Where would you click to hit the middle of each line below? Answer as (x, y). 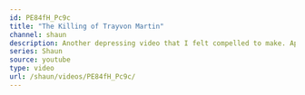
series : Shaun (36, 52)
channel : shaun (38, 34)
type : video (32, 69)
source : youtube (40, 60)
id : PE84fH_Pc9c (40, 18)
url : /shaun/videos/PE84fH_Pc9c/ (73, 77)
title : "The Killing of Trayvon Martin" (87, 26)
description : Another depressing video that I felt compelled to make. (148, 43)
